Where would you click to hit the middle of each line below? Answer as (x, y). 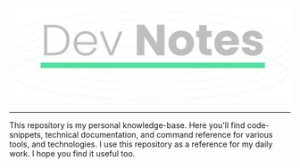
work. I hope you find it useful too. (72, 154)
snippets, (26, 135)
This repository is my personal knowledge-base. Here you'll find (127, 125)
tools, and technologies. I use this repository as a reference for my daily (141, 144)
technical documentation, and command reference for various (159, 135)
